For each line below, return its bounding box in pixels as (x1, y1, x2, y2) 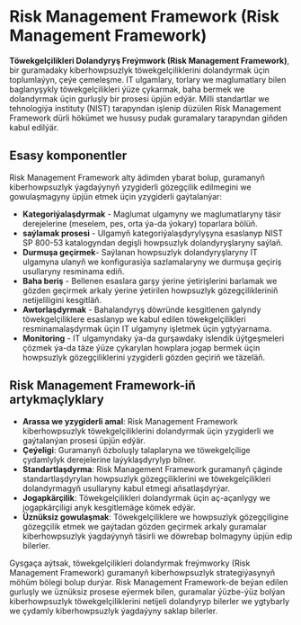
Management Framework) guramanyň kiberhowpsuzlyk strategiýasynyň (9, 567, 276, 577)
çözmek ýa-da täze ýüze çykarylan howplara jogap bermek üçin (22, 342, 261, 353)
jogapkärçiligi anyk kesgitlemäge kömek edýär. (22, 502, 196, 513)
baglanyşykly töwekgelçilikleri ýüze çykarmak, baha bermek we (9, 84, 245, 94)
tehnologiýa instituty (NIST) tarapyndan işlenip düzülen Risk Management (9, 103, 281, 113)
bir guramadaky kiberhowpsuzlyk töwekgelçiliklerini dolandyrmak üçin (9, 65, 270, 76)
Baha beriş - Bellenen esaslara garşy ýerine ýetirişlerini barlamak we (22, 275, 278, 286)
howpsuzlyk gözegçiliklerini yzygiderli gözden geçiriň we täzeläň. (22, 352, 266, 362)
